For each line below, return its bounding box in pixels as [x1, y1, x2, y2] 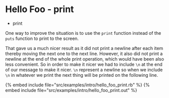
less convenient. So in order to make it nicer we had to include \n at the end [5, 61, 163, 67]
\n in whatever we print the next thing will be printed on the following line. [5, 72, 158, 78]
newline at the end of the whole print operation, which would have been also [5, 56, 164, 62]
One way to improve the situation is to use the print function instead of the [5, 30, 161, 36]
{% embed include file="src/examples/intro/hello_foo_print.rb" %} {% [5, 82, 150, 88]
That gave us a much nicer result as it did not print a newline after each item [5, 45, 163, 51]
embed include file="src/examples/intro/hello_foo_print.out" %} [5, 87, 138, 93]
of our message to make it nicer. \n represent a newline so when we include [5, 67, 163, 73]
